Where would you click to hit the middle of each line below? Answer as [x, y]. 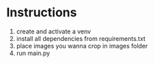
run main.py [33, 53]
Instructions [42, 13]
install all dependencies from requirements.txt [81, 38]
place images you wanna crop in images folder [82, 46]
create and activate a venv [54, 31]
